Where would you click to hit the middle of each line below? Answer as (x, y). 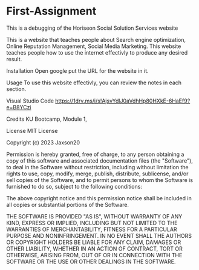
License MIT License (32, 130)
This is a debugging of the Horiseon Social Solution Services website (92, 28)
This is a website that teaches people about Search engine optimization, (96, 39)
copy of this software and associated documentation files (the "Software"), (100, 160)
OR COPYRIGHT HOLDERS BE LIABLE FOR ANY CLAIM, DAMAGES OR (94, 242)
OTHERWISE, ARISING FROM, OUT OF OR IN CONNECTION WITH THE (94, 255)
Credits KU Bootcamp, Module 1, (47, 119)
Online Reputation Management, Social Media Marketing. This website (94, 46)
